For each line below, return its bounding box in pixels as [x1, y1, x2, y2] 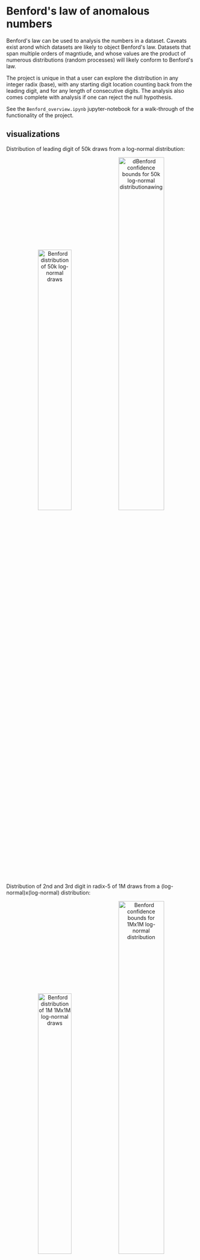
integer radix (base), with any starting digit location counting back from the [6, 80, 193, 88]
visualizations [6, 129, 60, 139]
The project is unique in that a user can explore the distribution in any [6, 74, 179, 81]
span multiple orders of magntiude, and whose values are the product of [6, 49, 186, 57]
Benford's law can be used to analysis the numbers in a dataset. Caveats [6, 37, 187, 44]
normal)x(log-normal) [6, 888, 60, 896]
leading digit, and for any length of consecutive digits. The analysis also [6, 87, 185, 94]
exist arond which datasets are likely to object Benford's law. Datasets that [6, 43, 191, 51]
